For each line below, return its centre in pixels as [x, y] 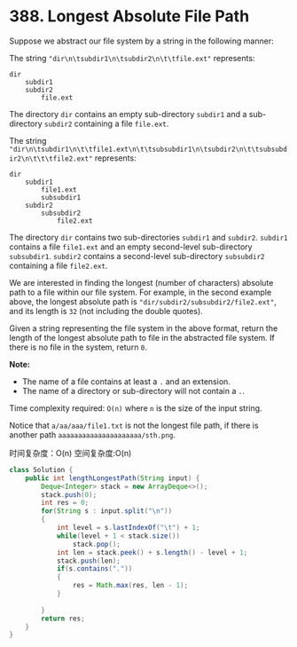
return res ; [63, 619]
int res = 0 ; [65, 503]
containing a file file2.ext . [59, 265]
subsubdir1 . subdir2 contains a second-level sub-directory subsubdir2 [137, 256]
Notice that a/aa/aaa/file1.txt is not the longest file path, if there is [134, 425]
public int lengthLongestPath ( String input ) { [113, 478]
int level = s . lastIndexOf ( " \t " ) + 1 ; [128, 528]
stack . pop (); [97, 544]
